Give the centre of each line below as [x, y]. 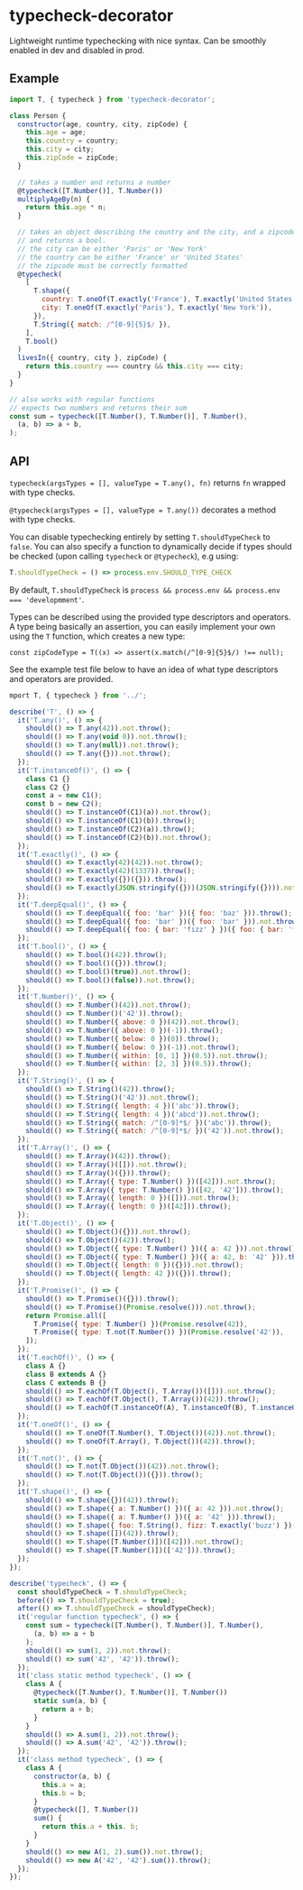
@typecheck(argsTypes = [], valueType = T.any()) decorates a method [143, 510]
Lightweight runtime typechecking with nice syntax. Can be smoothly [138, 41]
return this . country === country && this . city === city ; [135, 366]
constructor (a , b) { [72, 1776]
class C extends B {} [66, 1383]
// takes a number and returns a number [94, 182]
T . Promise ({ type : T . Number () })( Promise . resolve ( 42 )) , [140, 1324]
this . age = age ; [56, 133]
